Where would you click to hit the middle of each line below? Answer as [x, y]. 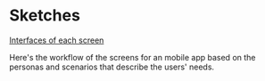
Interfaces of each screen [57, 40]
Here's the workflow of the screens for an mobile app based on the [132, 57]
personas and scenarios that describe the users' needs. [112, 67]
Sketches [45, 16]
